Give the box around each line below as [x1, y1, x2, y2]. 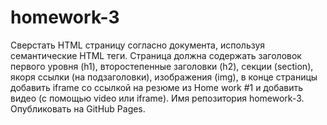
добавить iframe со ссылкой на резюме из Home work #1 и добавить [10, 81, 304, 93]
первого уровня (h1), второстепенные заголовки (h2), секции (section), [10, 60, 314, 72]
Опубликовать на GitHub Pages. [10, 102, 146, 115]
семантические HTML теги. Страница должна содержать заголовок [10, 49, 302, 61]
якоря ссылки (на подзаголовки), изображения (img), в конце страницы [10, 71, 318, 83]
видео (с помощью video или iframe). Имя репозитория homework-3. [10, 92, 305, 104]
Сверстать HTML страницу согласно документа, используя [10, 39, 266, 51]
